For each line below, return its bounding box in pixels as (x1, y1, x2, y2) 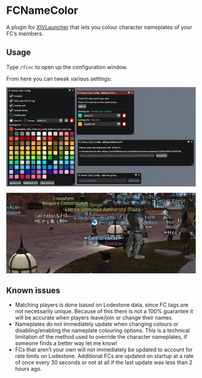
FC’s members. (6, 29, 44, 37)
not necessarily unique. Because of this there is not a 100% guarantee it (14, 308, 194, 315)
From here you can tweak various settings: (6, 75, 112, 82)
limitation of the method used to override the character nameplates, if (14, 333, 188, 341)
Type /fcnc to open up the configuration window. (6, 63, 128, 70)
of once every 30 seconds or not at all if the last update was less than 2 (14, 359, 193, 366)
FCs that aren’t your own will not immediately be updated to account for (14, 346, 193, 353)
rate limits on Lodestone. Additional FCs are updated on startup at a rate (14, 353, 194, 360)
